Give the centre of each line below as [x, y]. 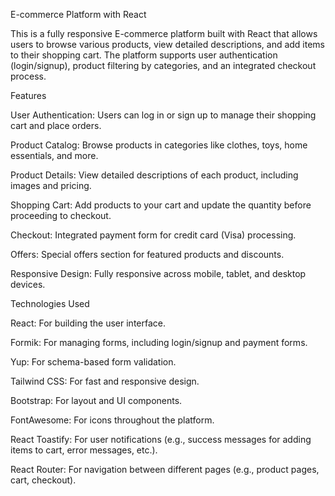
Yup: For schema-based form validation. [93, 362]
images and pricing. [51, 185]
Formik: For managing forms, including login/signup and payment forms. [159, 342]
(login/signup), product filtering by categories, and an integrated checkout [163, 65]
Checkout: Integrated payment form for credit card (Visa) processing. [153, 235]
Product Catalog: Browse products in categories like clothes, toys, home [159, 145]
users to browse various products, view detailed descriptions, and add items [168, 44]
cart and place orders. [56, 125]
